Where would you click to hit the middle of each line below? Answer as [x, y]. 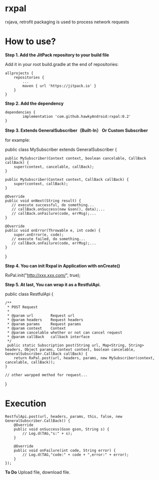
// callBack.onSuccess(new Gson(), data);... [58, 209]
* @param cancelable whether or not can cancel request [65, 333]
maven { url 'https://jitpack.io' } [59, 86]
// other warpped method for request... [47, 375]
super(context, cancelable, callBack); [54, 167]
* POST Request [22, 307]
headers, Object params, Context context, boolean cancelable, [70, 350]
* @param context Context [37, 328]
